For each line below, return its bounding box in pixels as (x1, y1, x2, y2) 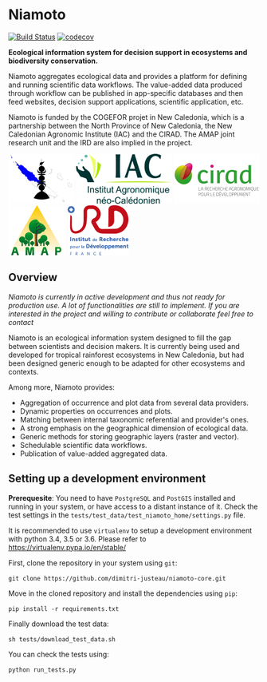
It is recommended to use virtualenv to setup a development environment (8, 525, 253, 535)
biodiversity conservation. (8, 56, 98, 65)
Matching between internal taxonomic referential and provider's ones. (19, 414, 249, 424)
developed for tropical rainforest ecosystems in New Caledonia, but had (8, 350, 245, 359)
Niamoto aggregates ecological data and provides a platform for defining (8, 71, 247, 81)
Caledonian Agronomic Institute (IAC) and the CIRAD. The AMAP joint (8, 129, 235, 139)
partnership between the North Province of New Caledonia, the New (8, 121, 233, 130)
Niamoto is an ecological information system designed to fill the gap (8, 333, 232, 343)
